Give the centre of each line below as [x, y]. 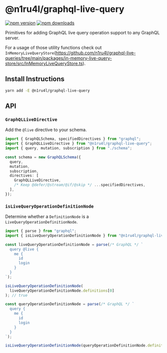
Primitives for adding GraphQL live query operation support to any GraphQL [83, 32]
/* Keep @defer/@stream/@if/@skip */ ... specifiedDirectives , [80, 185]
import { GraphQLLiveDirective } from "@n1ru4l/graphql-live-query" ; [79, 144]
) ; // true [16, 295]
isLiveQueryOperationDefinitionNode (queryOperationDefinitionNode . [77, 346]
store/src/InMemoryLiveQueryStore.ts [44, 63]
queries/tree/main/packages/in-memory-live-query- [59, 58]
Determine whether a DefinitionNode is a [47, 217]
